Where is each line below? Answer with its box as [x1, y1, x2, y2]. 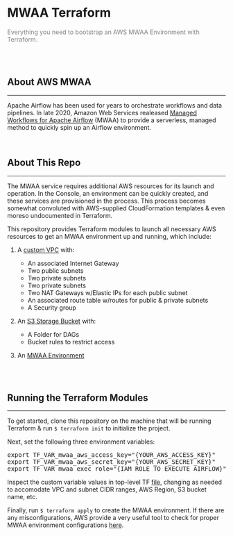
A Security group [27, 303, 76, 312]
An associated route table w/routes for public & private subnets [27, 296, 209, 304]
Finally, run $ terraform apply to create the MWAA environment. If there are [7, 506, 225, 514]
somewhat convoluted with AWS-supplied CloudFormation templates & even [7, 203, 225, 212]
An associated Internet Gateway [27, 259, 119, 267]
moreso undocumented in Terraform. [7, 211, 113, 219]
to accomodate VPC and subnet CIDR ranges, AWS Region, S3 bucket [7, 485, 207, 494]
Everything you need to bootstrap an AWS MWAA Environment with [7, 28, 200, 36]
